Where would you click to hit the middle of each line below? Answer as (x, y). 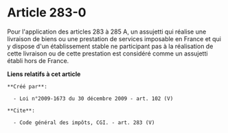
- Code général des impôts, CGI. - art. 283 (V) (84, 122)
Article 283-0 (47, 13)
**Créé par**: (27, 86)
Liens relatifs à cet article (44, 74)
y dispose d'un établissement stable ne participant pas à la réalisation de (110, 46)
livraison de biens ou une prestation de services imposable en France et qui (114, 38)
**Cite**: (21, 110)
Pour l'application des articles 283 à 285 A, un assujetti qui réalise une (107, 32)
